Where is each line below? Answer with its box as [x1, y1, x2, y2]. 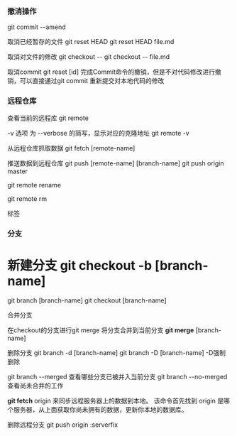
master [7, 167, 28, 175]
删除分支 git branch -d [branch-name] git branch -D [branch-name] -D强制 [7, 349, 226, 357]
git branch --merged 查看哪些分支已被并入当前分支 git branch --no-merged [7, 373, 228, 381]
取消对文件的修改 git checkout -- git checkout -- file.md [7, 53, 170, 61]
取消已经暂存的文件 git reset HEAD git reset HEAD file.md [7, 38, 175, 46]
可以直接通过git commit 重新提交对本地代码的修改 [19, 77, 165, 85]
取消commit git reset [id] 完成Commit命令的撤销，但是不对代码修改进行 [7, 67, 215, 76]
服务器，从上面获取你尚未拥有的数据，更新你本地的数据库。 [13, 405, 188, 414]
